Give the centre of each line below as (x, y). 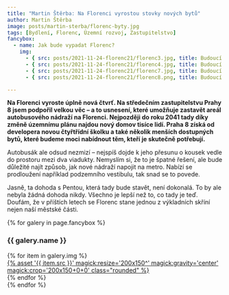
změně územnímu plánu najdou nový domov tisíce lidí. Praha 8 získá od (111, 125)
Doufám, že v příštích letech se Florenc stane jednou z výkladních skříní (109, 202)
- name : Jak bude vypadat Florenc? (64, 45)
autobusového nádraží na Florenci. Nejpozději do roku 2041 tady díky (108, 117)
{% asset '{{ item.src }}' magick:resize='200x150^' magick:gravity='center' (113, 263)
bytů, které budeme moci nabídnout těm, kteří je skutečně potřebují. (106, 139)
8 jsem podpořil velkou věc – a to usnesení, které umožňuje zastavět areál (114, 110)
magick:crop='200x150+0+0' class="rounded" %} (78, 270)
